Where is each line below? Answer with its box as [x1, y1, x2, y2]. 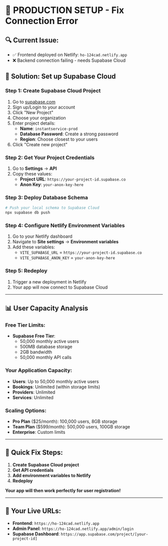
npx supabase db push [5, 210, 50, 215]
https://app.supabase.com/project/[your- [60, 531, 148, 537]
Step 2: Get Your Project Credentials [5, 154, 95, 161]
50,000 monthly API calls [19, 354, 72, 360]
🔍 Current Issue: [5, 36, 59, 44]
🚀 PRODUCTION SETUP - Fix [5, 5, 124, 16]
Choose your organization [12, 115, 66, 121]
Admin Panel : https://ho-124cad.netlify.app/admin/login [12, 525, 134, 531]
